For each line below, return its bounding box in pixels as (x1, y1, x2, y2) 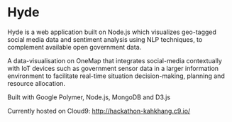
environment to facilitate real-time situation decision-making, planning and (7, 72, 225, 80)
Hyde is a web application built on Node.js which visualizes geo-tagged (7, 28, 216, 36)
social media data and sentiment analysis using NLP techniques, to (7, 35, 203, 43)
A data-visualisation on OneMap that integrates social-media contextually (7, 56, 222, 65)
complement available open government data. (7, 43, 142, 51)
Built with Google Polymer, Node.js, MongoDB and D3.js (7, 93, 171, 101)
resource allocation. (7, 79, 66, 87)
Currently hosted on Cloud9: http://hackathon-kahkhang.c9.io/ (7, 106, 191, 115)
